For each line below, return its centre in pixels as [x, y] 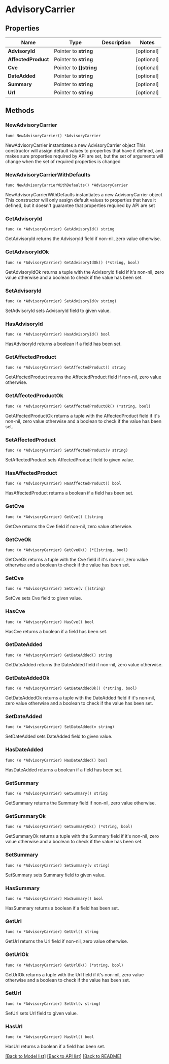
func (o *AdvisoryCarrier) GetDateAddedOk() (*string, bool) [71, 689]
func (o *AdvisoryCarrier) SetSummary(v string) [58, 865]
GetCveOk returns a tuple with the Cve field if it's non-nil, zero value [77, 559]
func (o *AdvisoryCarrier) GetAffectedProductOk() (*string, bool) [78, 406]
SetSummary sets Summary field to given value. [55, 875]
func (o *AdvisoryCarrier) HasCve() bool [50, 622]
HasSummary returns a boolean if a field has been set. [62, 908]
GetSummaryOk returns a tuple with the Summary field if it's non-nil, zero [82, 836]
